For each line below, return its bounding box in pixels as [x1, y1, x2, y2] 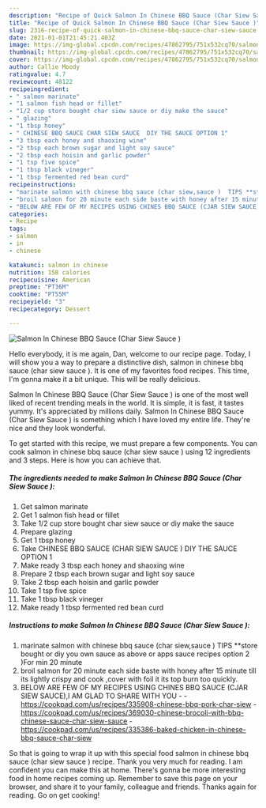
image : [9, 41, 31, 49]
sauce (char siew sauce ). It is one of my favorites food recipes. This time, [9, 365, 249, 376]
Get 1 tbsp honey [20, 535, 76, 545]
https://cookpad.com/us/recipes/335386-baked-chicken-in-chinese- [20, 724, 247, 734]
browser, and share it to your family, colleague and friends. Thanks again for [9, 782, 257, 791]
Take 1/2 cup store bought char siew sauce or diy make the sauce [20, 519, 234, 528]
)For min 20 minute [20, 657, 83, 666]
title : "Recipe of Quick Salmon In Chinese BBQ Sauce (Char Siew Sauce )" [9, 19, 260, 27]
